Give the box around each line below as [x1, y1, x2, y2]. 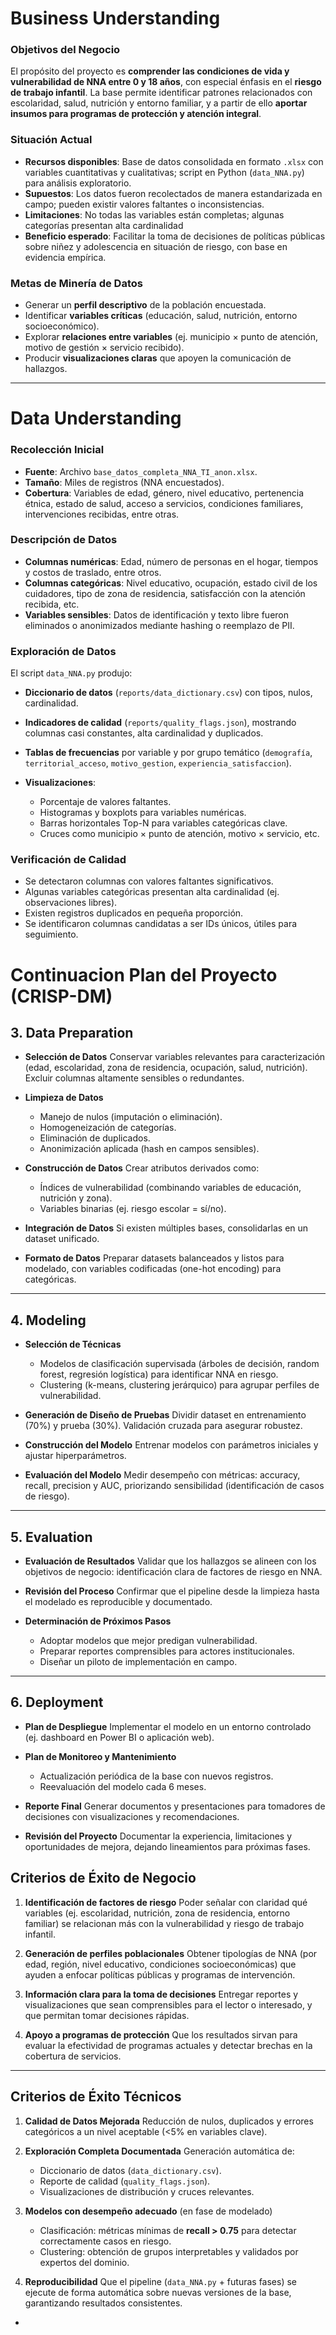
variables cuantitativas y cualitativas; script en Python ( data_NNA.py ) [24, 166, 305, 178]
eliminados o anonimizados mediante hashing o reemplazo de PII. [24, 619, 295, 631]
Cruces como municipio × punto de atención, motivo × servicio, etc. [39, 828, 320, 840]
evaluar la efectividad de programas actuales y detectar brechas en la [24, 2039, 313, 2051]
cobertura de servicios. [24, 2050, 122, 2062]
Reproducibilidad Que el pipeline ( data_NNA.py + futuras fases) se [24, 2275, 297, 2287]
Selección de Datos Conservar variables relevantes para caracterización [24, 1051, 326, 1063]
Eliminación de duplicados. [39, 1132, 151, 1144]
